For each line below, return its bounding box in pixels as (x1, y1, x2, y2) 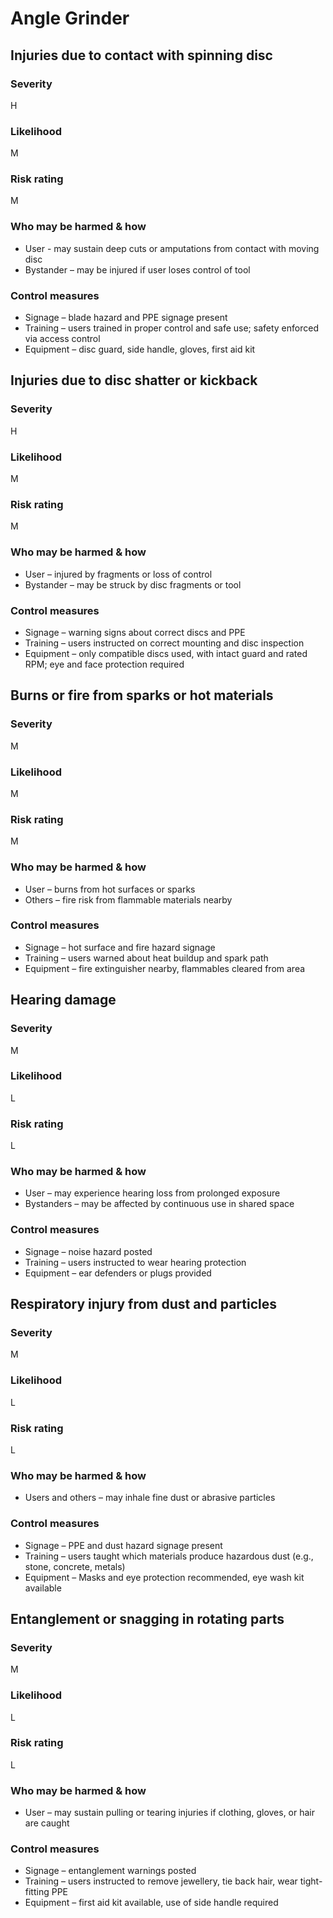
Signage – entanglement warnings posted (24, 1865, 197, 1877)
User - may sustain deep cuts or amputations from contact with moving (24, 242, 320, 254)
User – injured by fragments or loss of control (24, 568, 213, 580)
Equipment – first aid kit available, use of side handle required (24, 1897, 279, 1909)
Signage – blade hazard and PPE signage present (24, 312, 228, 324)
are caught (24, 1817, 70, 1829)
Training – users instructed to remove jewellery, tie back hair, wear (24, 1875, 298, 1887)
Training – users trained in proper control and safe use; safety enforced (24, 322, 319, 334)
